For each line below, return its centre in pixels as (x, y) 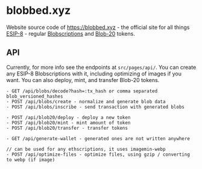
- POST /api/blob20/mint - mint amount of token (68, 123)
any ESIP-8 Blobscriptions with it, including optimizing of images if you (94, 74)
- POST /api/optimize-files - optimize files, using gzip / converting (98, 155)
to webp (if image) (31, 160)
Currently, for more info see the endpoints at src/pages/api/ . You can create (101, 67)
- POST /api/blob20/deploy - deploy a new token (68, 117)
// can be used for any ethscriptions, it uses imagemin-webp (86, 149)
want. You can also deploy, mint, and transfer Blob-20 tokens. (83, 80)
